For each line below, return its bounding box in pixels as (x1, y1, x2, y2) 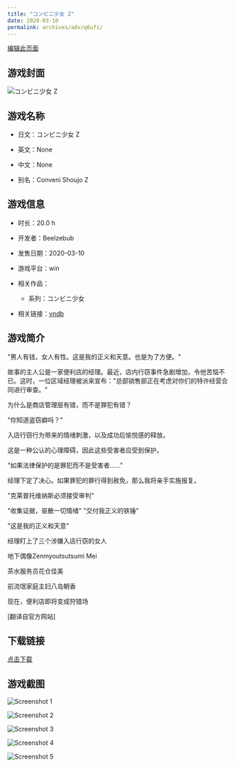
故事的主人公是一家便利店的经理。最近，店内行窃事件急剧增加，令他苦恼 (7, 367, 219, 376)
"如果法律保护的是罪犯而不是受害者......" (7, 460, 124, 470)
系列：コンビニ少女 (28, 294, 85, 302)
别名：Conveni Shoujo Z (17, 176, 89, 184)
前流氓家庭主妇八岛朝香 (7, 581, 76, 591)
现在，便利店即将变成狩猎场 (7, 597, 89, 605)
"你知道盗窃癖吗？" (7, 416, 64, 424)
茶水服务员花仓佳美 (7, 566, 64, 575)
